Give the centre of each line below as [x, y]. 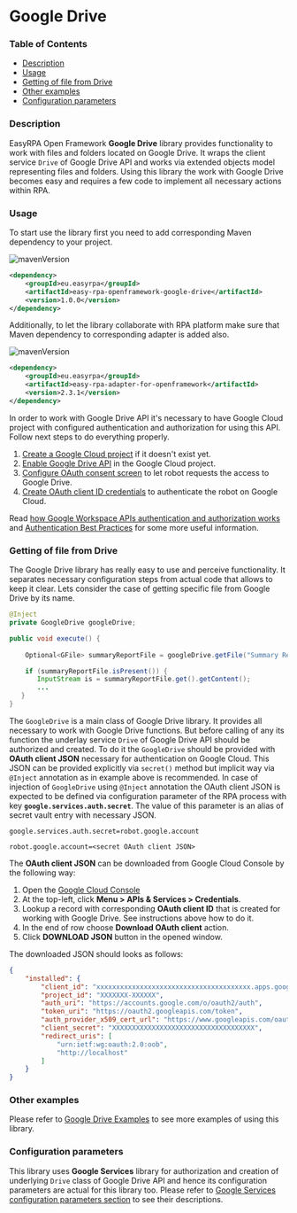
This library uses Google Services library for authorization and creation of [144, 1170]
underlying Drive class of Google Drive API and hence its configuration [138, 1180]
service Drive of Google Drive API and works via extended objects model [142, 162]
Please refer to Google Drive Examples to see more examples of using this [144, 1119]
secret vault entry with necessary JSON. [83, 815]
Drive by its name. [42, 598]
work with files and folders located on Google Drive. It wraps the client [137, 152]
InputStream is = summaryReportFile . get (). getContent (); [144, 680]
